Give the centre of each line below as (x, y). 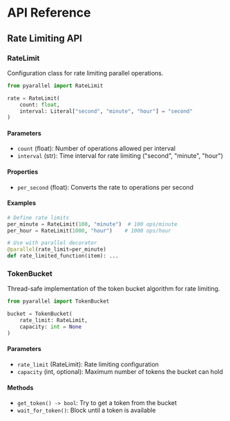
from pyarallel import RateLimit (55, 86)
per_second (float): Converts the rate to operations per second (105, 187)
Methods (20, 387)
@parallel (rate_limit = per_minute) (57, 250)
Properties (23, 172)
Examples (22, 203)
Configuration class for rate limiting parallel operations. (85, 73)
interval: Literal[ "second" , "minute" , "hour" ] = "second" (106, 111)
